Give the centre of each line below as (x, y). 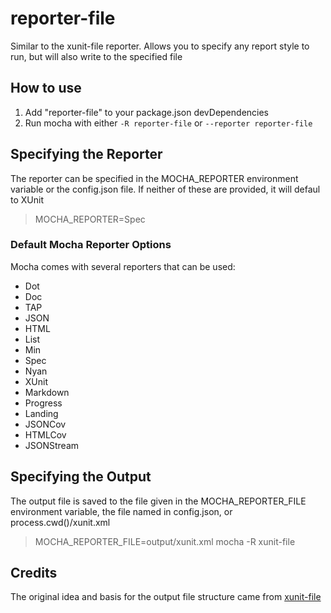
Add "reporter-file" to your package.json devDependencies (147, 112)
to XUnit (27, 199)
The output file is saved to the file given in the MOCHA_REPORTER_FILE (158, 501)
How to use (46, 88)
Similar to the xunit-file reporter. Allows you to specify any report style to (160, 46)
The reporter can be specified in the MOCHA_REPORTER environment (154, 178)
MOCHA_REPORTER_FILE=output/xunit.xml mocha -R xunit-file (165, 541)
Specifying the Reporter (86, 154)
